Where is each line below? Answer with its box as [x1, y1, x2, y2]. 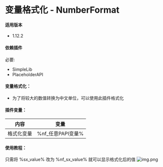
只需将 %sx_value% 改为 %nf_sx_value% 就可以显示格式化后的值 [5, 157, 136, 163]
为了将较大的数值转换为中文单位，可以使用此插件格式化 [12, 95, 124, 101]
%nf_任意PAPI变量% [37, 130, 84, 137]
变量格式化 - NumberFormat [5, 4, 120, 16]
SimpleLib [12, 66, 33, 72]
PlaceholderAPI [12, 71, 44, 77]
